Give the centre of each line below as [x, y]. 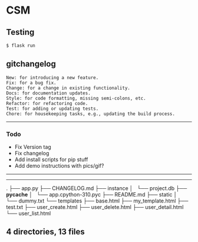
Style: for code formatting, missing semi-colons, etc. [76, 98]
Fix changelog [32, 153]
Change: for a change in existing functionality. [68, 88]
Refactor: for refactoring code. [47, 103]
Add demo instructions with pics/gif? [59, 165]
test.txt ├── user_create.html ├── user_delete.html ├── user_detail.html [95, 207]
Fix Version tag [33, 147]
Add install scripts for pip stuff [51, 159]
